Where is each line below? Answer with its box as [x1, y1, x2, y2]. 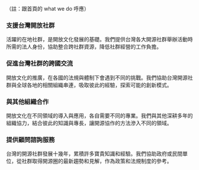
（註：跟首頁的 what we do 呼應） [6, 5, 90, 12]
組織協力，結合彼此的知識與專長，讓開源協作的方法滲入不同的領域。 [6, 119, 172, 126]
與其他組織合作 [6, 97, 49, 106]
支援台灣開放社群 [6, 21, 55, 30]
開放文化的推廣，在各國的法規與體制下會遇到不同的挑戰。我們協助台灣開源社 [6, 74, 193, 81]
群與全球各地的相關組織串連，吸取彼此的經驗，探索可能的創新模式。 [6, 81, 172, 89]
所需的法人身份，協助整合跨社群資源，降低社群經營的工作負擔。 [6, 43, 162, 50]
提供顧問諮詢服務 [6, 135, 55, 143]
